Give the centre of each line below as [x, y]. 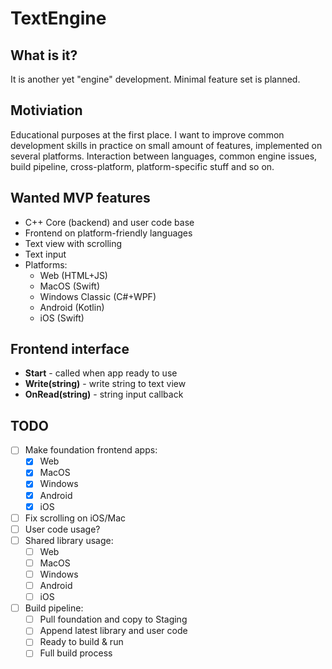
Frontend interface [70, 349]
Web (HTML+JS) [73, 275]
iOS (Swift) [62, 318]
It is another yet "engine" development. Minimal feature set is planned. [155, 79]
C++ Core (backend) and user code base [109, 222]
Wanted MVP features [80, 198]
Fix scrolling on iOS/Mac [75, 518]
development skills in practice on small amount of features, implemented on [166, 145]
